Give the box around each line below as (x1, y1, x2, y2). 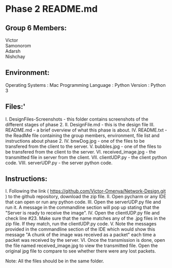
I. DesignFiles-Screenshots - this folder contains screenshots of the (5, 116, 149, 122)
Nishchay (5, 53, 26, 60)
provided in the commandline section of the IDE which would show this (5, 226, 156, 233)
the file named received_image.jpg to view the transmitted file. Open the (5, 242, 158, 249)
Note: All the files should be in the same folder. (5, 258, 104, 264)
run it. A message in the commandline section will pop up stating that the (5, 204, 160, 210)
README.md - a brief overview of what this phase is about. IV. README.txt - (5, 127, 167, 133)
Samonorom (5, 43, 31, 49)
